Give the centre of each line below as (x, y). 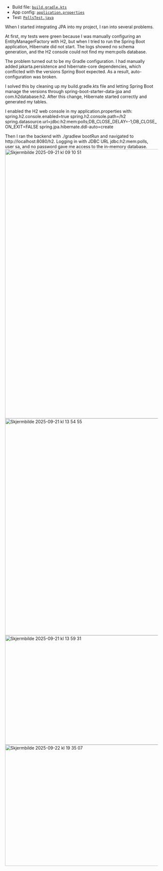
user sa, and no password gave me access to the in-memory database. (76, 146)
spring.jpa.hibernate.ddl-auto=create (76, 127)
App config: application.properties (48, 12)
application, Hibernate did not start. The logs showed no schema (70, 47)
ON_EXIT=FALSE (22, 127)
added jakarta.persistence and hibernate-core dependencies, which (73, 66)
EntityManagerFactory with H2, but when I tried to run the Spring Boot (75, 41)
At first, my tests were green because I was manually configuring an (73, 36)
